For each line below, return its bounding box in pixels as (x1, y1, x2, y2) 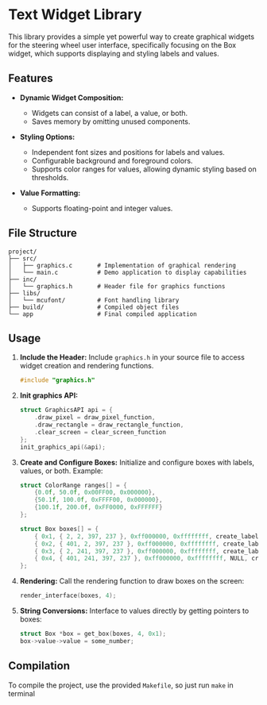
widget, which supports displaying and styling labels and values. (8, 48, 220, 58)
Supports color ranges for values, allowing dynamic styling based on (31, 164, 257, 174)
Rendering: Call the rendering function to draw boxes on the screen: (19, 576, 245, 586)
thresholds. (31, 172, 69, 182)
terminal (8, 688, 36, 698)
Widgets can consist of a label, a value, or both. (31, 108, 188, 118)
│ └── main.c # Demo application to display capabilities (8, 268, 247, 276)
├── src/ (8, 254, 37, 263)
